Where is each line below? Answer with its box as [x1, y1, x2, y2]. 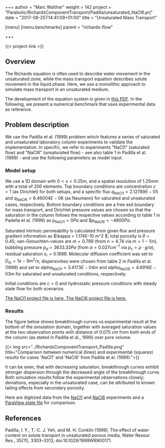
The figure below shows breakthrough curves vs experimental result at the [5, 319, 157, 325]
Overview [5, 58, 36, 66]
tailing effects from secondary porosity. [5, 385, 85, 391]
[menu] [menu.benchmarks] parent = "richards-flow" [5, 24, 113, 30]
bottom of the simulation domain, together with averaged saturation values [5, 324, 157, 330]
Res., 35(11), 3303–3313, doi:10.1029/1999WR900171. [5, 437, 112, 443]
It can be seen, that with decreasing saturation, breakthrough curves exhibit [5, 364, 159, 370]
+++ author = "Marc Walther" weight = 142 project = [5, 4, 112, 10]
